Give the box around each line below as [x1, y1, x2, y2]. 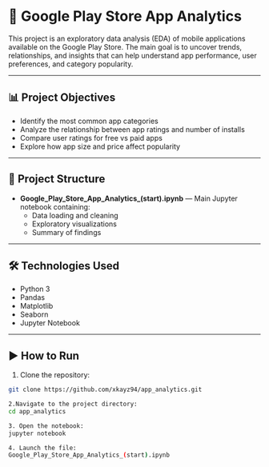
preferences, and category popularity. [8, 59, 134, 69]
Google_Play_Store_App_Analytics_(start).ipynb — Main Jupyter [19, 194, 239, 203]
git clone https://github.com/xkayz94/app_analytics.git [8, 385, 203, 394]
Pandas [19, 293, 46, 302]
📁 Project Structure [8, 172, 106, 186]
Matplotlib [19, 301, 54, 311]
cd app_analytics [8, 407, 66, 415]
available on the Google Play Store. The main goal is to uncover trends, [8, 42, 243, 51]
